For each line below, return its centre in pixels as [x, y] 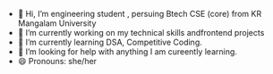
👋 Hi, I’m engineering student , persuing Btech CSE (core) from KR [140, 14]
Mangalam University [57, 23]
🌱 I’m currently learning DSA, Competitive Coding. [110, 42]
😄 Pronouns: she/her [57, 61]
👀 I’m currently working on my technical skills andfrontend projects [141, 33]
